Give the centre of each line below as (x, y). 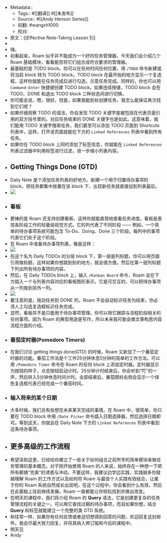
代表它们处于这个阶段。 (34, 238)
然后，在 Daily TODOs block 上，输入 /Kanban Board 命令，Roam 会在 (82, 275)
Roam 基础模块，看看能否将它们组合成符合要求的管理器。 (70, 62)
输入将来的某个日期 (33, 398)
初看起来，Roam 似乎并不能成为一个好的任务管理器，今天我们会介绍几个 (85, 56)
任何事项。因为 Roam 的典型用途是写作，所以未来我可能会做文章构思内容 (86, 319)
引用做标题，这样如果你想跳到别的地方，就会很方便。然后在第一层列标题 (85, 262)
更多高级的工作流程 (40, 447)
